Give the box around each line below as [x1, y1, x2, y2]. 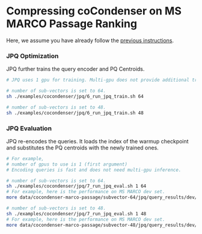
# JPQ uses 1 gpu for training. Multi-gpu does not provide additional [6, 77, 189, 83]
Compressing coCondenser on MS [6, 4, 182, 18]
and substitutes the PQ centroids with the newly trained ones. [6, 144, 159, 151]
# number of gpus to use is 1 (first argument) [6, 161, 128, 167]
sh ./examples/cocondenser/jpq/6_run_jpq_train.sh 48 [6, 110, 144, 116]
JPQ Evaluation [6, 124, 52, 133]
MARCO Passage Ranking [6, 17, 137, 31]
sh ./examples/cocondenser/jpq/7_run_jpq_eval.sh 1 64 [6, 183, 147, 190]
